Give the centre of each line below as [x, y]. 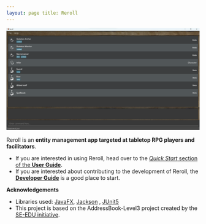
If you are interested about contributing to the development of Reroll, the [107, 171]
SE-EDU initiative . [37, 214]
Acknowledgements [33, 190]
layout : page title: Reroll [42, 13]
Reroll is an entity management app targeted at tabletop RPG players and [101, 140]
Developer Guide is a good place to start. [68, 177]
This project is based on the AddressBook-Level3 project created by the [106, 208]
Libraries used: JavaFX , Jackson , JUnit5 [67, 201]
